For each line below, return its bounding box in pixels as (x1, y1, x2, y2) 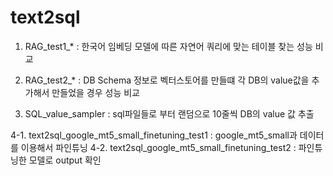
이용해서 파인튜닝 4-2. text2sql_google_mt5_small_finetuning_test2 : (20, 141, 297, 153)
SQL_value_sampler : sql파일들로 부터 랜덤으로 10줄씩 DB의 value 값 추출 (24, 107, 315, 120)
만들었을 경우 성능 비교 (51, 86, 140, 98)
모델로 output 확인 (28, 154, 102, 166)
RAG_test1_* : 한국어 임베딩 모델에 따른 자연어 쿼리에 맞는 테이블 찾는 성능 (24, 40, 313, 52)
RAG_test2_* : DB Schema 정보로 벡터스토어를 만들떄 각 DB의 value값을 (24, 74, 310, 86)
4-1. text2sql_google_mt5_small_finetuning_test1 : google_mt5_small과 (10, 129, 298, 141)
